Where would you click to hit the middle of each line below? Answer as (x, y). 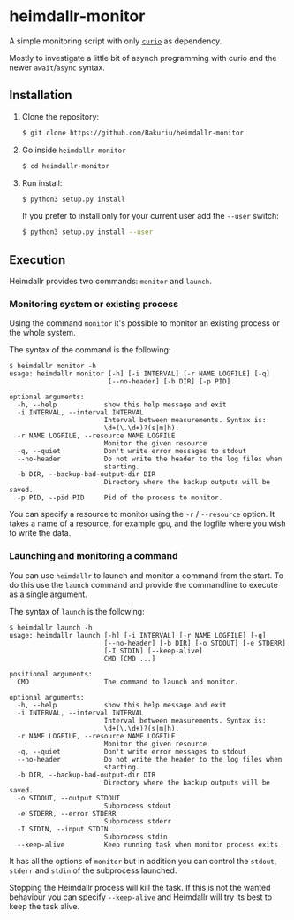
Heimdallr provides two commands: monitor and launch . (110, 282)
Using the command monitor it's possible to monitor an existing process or (145, 323)
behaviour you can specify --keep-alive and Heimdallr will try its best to (140, 897)
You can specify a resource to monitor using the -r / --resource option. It (142, 514)
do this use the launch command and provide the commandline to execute (143, 584)
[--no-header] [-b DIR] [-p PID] (169, 382)
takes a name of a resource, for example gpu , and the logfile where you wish (147, 523)
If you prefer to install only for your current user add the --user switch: (151, 216)
